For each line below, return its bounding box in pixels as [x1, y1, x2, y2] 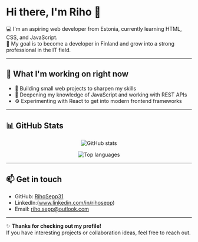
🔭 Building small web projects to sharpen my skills [14, 85, 137, 92]
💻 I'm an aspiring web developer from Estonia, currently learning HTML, [6, 25, 182, 32]
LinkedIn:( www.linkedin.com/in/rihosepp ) [14, 199, 115, 206]
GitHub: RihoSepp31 [14, 193, 64, 200]
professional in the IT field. [6, 46, 71, 53]
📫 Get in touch [6, 174, 62, 184]
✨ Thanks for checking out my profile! [6, 222, 101, 230]
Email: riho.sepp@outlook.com [14, 205, 90, 212]
